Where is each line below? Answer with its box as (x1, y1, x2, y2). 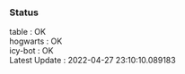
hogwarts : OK (9, 36, 63, 46)
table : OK (9, 27, 47, 37)
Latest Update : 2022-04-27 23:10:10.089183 (9, 55, 177, 66)
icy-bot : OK (9, 45, 54, 56)
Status (9, 6, 39, 19)
